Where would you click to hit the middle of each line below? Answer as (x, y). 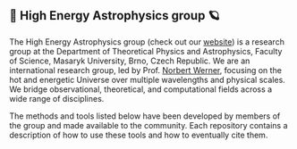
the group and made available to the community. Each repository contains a (148, 125)
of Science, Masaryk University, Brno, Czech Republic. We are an (130, 61)
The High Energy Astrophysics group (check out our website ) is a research (147, 41)
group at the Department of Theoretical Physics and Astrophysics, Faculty (146, 51)
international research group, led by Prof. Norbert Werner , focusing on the (145, 70)
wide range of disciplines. (57, 98)
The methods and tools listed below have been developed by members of (145, 116)
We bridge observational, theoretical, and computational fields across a (141, 89)
